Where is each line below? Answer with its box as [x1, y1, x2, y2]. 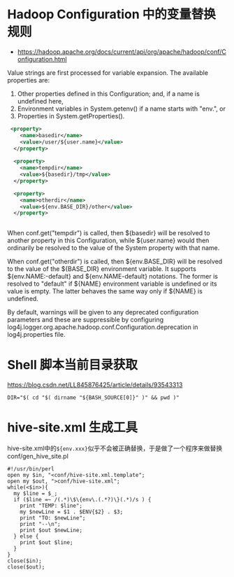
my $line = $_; [13, 490, 58, 497]
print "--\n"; [20, 521, 61, 528]
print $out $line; [20, 539, 73, 546]
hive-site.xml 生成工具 [7, 419, 138, 436]
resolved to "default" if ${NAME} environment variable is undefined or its [7, 279, 218, 288]
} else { [13, 533, 39, 540]
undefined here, [17, 97, 64, 105]
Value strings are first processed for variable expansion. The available [7, 68, 208, 77]
